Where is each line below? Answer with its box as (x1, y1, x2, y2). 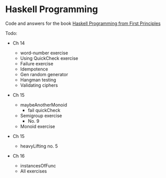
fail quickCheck (27, 107, 61, 113)
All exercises (20, 168, 47, 174)
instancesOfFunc (20, 162, 56, 168)
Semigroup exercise (20, 113, 62, 119)
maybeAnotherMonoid (20, 101, 68, 108)
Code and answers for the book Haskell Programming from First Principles (5, 20, 161, 26)
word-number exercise (20, 50, 69, 56)
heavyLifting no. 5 (20, 143, 58, 149)
